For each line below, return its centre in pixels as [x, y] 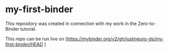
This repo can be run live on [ [36, 39]
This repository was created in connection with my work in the [71, 23]
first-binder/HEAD [24, 44]
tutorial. [28, 29]
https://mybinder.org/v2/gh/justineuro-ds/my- [115, 39]
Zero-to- [147, 23]
